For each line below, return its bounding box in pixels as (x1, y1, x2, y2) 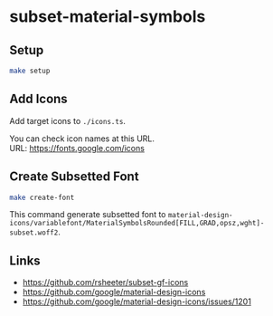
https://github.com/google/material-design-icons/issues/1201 (22, 296, 251, 307)
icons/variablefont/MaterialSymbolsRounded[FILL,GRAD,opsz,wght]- (9, 219, 265, 228)
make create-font (9, 193, 75, 202)
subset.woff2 (9, 228, 59, 237)
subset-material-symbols (9, 6, 206, 27)
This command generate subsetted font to (9, 209, 166, 220)
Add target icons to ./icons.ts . (9, 115, 127, 126)
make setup (9, 66, 51, 75)
